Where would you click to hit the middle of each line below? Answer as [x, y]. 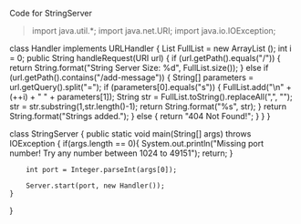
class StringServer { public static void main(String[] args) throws [130, 134]
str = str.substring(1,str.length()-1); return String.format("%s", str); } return [148, 107]
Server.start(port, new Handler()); [96, 186]
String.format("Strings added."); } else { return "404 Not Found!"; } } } [140, 116]
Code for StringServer [51, 13]
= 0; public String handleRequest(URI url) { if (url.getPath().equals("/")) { [145, 58]
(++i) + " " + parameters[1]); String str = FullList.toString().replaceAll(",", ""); [151, 97]
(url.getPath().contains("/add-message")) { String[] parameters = [132, 77]
